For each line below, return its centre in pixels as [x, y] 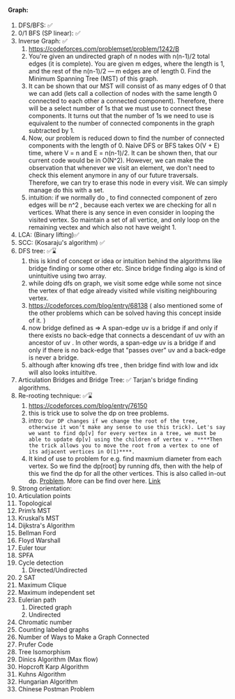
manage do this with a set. [66, 190]
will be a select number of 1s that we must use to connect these [120, 108]
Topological [35, 503]
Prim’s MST [35, 511]
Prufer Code [36, 644]
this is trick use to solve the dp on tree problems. [99, 414]
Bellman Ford [37, 533]
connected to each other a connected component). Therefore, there [126, 101]
